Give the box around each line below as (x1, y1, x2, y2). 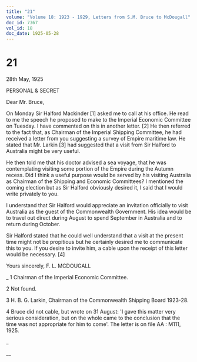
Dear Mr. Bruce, (6, 99, 45, 106)
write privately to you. (6, 190, 59, 198)
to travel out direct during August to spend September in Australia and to (6, 214, 182, 221)
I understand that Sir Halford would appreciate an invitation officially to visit (6, 202, 188, 209)
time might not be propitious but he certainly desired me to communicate (6, 239, 183, 246)
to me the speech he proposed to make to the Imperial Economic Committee (6, 116, 191, 123)
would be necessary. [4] (6, 251, 65, 258)
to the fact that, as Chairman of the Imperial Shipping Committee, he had (6, 129, 182, 136)
